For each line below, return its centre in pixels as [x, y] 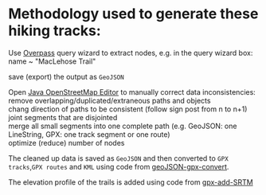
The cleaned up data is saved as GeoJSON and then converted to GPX [118, 158]
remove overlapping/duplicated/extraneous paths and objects [110, 100]
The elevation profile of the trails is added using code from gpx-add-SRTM [131, 182]
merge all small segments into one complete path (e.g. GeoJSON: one [123, 126]
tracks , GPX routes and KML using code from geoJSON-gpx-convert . [119, 166]
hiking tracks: [55, 31]
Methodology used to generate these [133, 14]
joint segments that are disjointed [63, 117]
